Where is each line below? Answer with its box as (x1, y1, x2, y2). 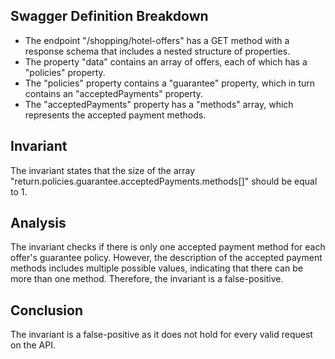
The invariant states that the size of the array (10, 164, 196, 176)
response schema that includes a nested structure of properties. (24, 45, 291, 57)
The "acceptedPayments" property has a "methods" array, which (24, 98, 294, 110)
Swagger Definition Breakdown (10, 8, 209, 25)
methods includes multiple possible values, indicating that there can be (10, 262, 303, 274)
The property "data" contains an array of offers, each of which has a (24, 55, 308, 68)
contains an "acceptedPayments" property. (24, 87, 204, 99)
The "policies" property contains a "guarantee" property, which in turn (24, 77, 316, 89)
